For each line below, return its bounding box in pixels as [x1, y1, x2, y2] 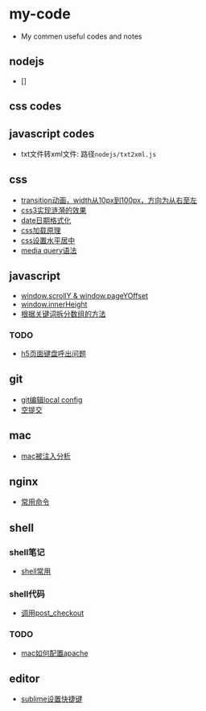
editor [9, 672, 40, 685]
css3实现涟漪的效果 [20, 205, 87, 215]
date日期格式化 [20, 215, 72, 225]
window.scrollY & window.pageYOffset [20, 290, 148, 300]
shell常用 [20, 566, 51, 576]
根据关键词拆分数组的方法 [20, 309, 106, 319]
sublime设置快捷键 [20, 694, 83, 704]
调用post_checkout [20, 608, 84, 618]
